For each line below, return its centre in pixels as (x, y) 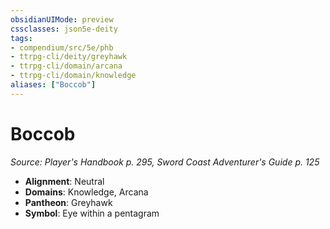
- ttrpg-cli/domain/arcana (66, 66)
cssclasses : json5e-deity (64, 29)
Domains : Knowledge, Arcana (86, 192)
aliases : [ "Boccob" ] (53, 85)
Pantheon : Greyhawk (68, 202)
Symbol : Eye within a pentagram (92, 213)
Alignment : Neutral (64, 181)
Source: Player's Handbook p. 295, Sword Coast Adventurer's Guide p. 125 (165, 162)
